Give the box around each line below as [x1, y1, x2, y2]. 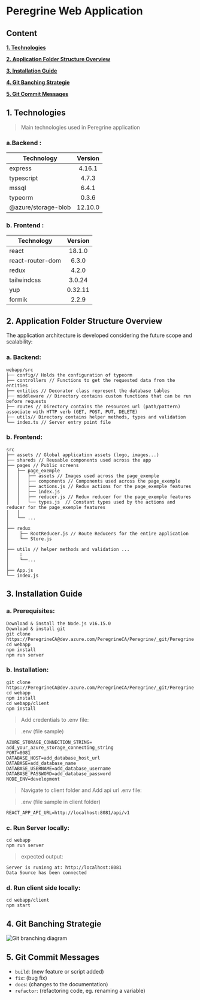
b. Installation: [6, 665, 49, 674]
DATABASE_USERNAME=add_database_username [6, 766, 111, 772]
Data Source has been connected [6, 870, 87, 876]
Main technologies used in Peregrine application [20, 124, 141, 131]
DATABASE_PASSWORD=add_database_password [6, 770, 111, 777]
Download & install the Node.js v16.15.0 [6, 621, 111, 626]
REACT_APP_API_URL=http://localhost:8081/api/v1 [6, 809, 130, 816]
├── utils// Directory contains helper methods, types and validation [6, 414, 186, 420]
